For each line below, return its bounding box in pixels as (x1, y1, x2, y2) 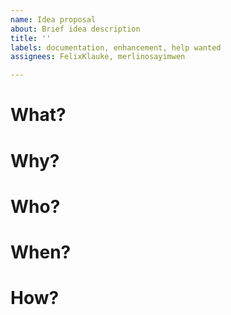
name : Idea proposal (10, 14, 97, 25)
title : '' (10, 33, 52, 43)
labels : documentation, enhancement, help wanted (10, 42, 222, 53)
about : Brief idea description (10, 24, 141, 34)
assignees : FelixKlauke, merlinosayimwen (10, 52, 186, 62)
